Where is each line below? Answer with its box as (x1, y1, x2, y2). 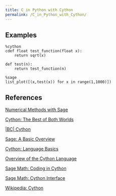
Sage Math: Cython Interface (5, 175, 66, 181)
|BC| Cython (5, 126, 31, 132)
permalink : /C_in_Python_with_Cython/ (5, 12, 87, 17)
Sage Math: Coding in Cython (5, 165, 67, 172)
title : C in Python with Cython (5, 7, 73, 13)
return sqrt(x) (14, 53, 46, 58)
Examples (5, 31, 37, 39)
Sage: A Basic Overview (5, 136, 55, 142)
